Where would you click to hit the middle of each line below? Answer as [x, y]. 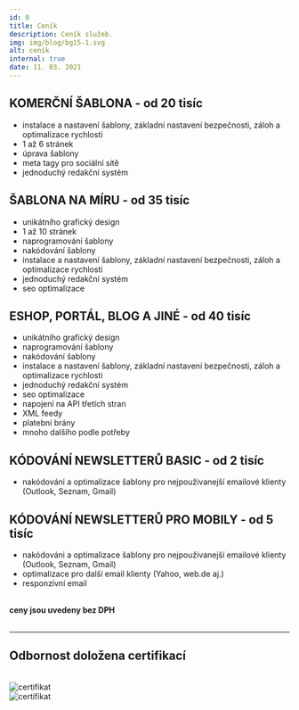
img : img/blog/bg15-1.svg [57, 42]
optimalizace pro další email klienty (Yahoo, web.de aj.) [123, 574]
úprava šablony [50, 153]
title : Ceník [33, 26]
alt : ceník [29, 51]
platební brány [48, 423]
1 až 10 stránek [49, 231]
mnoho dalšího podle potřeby [76, 433]
